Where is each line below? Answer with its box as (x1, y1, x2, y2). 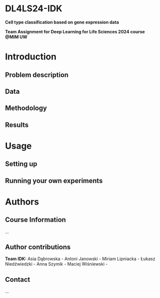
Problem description (5, 71, 69, 79)
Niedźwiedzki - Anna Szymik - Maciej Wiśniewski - (5, 261, 108, 267)
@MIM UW (5, 34, 28, 40)
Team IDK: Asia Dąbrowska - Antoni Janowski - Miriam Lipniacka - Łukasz (5, 256, 156, 262)
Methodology (5, 104, 47, 112)
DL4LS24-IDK (5, 3, 63, 14)
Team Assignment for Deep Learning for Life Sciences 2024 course (5, 28, 145, 34)
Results (5, 121, 29, 129)
